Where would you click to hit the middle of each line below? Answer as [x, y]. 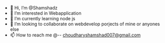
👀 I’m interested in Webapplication [46, 13]
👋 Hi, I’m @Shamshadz [34, 8]
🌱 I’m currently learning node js [43, 18]
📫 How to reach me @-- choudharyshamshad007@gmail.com [75, 35]
